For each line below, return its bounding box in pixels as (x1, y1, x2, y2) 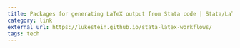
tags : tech (7, 30, 40, 37)
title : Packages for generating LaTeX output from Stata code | (7, 10, 203, 18)
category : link (7, 17, 53, 24)
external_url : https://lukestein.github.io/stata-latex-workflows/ (7, 23, 213, 30)
